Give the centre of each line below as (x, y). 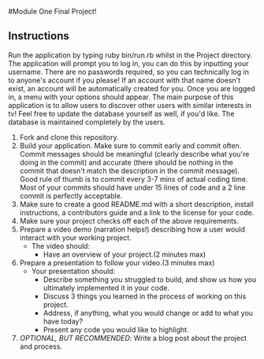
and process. (41, 346)
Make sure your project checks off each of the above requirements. (129, 220)
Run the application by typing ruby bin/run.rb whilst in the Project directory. (130, 55)
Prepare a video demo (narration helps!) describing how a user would (132, 229)
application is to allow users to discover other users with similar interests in (130, 105)
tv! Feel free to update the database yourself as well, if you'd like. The (121, 113)
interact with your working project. (75, 237)
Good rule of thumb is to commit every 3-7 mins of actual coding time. (134, 179)
